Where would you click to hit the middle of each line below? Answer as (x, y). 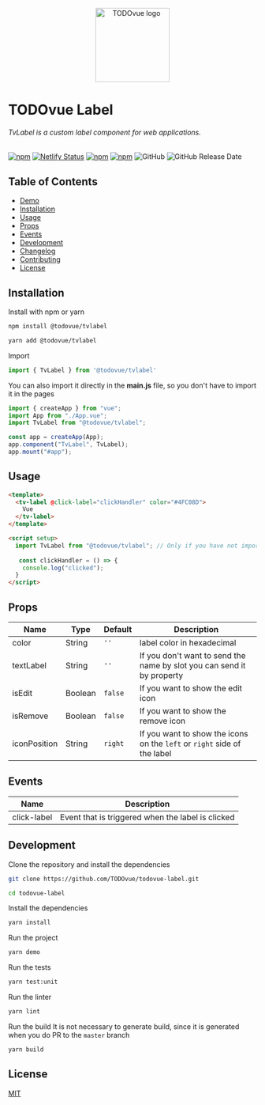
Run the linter (30, 997)
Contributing (40, 259)
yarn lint (24, 1012)
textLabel (30, 666)
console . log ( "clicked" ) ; (63, 568)
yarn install (30, 923)
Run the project (33, 938)
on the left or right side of (190, 744)
